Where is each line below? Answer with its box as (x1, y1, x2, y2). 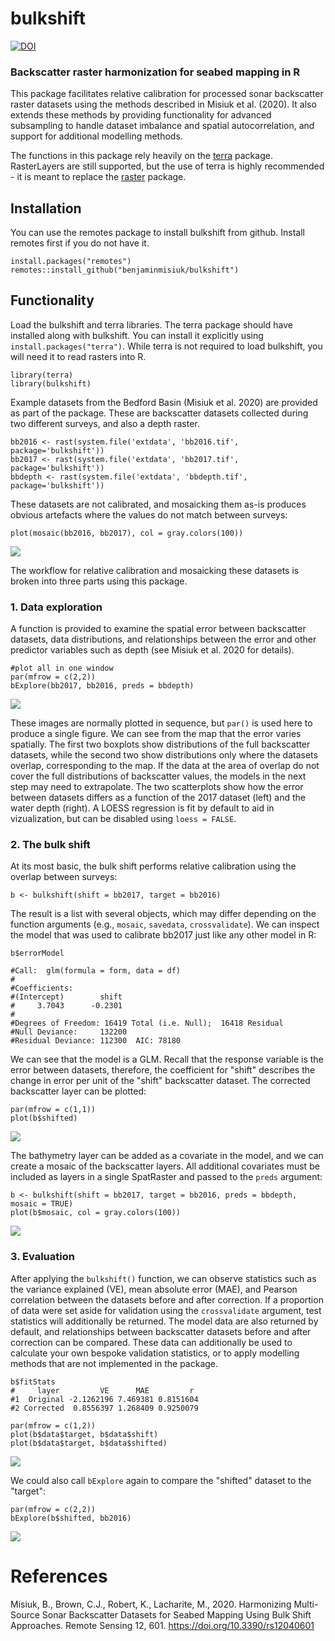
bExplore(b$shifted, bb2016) (10, 1513, 132, 1523)
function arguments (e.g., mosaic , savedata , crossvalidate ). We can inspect (10, 918, 320, 931)
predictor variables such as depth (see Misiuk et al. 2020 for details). (10, 644, 295, 656)
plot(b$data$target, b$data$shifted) (10, 1438, 168, 1448)
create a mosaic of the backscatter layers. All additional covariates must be (10, 1160, 320, 1172)
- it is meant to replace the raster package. (10, 171, 187, 183)
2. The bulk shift (10, 838, 91, 852)
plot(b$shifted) (10, 1113, 78, 1124)
